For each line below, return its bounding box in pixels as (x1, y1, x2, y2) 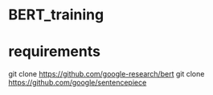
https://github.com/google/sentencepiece (8, 78, 147, 88)
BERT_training (8, 6, 104, 24)
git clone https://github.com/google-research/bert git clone (8, 69, 205, 79)
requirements (8, 43, 100, 61)
